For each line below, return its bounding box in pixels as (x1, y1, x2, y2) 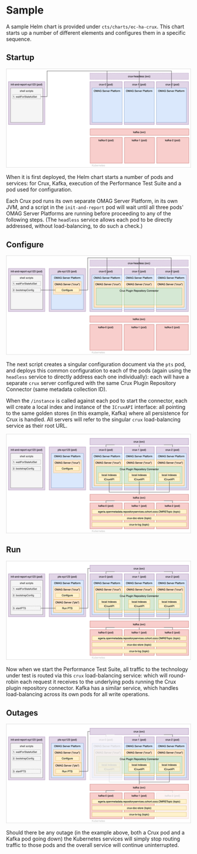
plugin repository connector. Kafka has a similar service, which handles (6, 684, 179, 692)
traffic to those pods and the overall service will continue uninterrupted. (6, 841, 179, 848)
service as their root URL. (6, 422, 67, 429)
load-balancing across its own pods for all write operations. (6, 691, 150, 698)
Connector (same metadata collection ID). (6, 386, 107, 393)
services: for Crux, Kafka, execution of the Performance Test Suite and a (6, 180, 182, 187)
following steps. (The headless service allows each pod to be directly (6, 216, 173, 224)
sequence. (6, 35, 32, 42)
